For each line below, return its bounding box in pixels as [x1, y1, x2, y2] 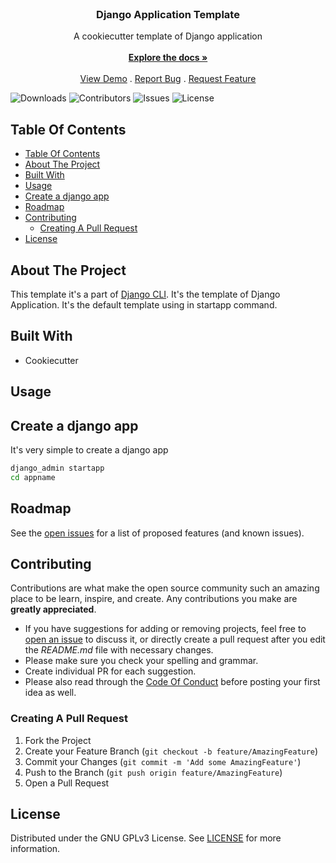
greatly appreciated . [10, 603, 97, 616]
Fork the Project [24, 734, 92, 746]
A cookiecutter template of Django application [73, 30, 263, 42]
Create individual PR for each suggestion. [24, 665, 197, 677]
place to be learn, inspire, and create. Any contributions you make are [10, 593, 298, 605]
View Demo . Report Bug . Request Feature [79, 73, 257, 85]
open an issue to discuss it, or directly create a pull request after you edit [24, 633, 326, 646]
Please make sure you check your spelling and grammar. [24, 655, 259, 667]
